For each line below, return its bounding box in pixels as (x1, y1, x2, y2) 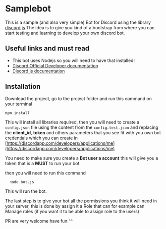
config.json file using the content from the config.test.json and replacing (5, 124, 159, 130)
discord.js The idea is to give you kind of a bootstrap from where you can (5, 24, 155, 30)
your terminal (5, 101, 32, 107)
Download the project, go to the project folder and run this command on (5, 95, 152, 102)
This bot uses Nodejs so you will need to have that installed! (12, 57, 135, 63)
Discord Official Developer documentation (12, 62, 98, 68)
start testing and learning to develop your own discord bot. (5, 30, 125, 36)
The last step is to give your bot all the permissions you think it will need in (5, 198, 157, 204)
